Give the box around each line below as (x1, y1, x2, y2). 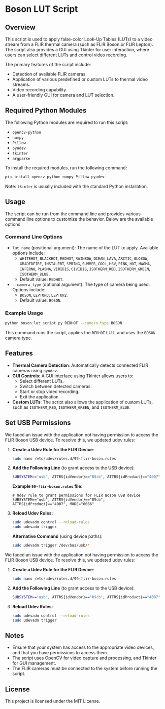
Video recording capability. (12, 87, 67, 92)
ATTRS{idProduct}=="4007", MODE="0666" (12, 502, 95, 507)
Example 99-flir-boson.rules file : (12, 483, 83, 489)
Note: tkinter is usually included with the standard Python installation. (5, 183, 148, 189)
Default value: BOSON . (19, 297, 62, 303)
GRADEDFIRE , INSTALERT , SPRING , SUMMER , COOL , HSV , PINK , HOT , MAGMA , (19, 260, 151, 266)
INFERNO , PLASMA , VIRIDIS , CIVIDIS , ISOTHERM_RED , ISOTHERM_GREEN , (19, 266, 151, 272)
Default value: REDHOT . (19, 276, 64, 282)
